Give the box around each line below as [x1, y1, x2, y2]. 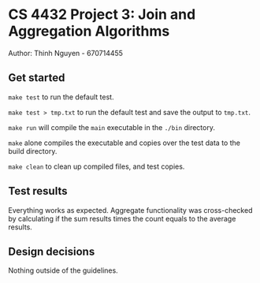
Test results [8, 184, 68, 198]
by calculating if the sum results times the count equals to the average [8, 214, 236, 223]
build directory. [8, 146, 58, 155]
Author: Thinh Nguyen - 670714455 [8, 48, 124, 58]
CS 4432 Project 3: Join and [8, 6, 196, 24]
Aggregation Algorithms [8, 22, 170, 40]
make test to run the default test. [8, 92, 114, 102]
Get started [8, 71, 65, 84]
